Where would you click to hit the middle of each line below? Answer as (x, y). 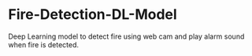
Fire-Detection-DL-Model (93, 15)
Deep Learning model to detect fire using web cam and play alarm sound (126, 36)
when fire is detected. (44, 44)
